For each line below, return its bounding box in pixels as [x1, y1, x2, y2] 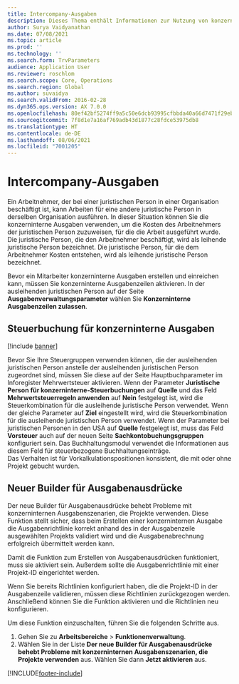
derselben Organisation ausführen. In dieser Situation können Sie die [7, 213, 209, 221]
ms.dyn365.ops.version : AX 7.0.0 [7, 103, 107, 111]
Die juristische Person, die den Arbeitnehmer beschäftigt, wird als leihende [7, 235, 227, 244]
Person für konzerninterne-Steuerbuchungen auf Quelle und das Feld [7, 386, 217, 394]
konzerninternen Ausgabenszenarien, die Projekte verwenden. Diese [7, 509, 209, 517]
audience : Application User [7, 63, 91, 71]
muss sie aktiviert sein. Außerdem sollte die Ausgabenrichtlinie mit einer [7, 561, 219, 569]
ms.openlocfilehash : [7, 110, 69, 117]
